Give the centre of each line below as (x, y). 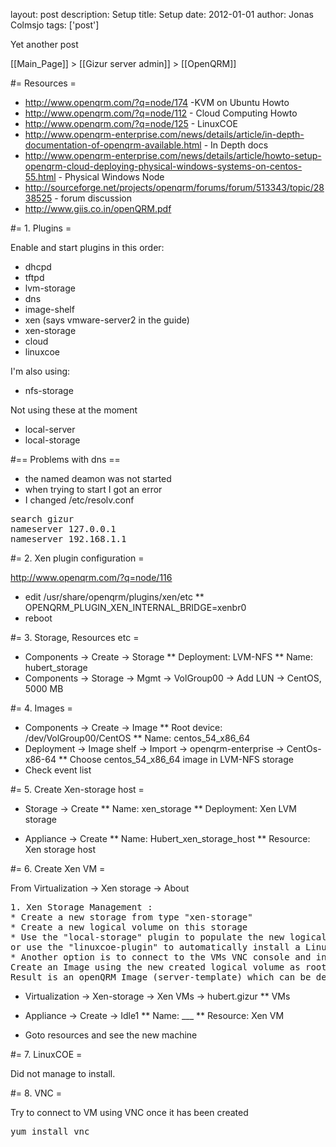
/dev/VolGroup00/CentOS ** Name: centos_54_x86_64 (137, 738)
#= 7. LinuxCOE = (46, 1054)
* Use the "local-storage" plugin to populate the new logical (168, 937)
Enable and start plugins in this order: (87, 247)
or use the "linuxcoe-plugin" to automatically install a (155, 947)
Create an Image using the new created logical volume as (155, 967)
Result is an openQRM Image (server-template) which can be (161, 977)
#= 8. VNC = (36, 1093)
